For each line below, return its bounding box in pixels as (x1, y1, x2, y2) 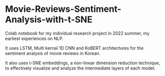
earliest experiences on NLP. (5, 36, 64, 41)
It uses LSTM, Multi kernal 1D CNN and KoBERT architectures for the (5, 45, 144, 51)
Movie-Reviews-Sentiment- (5, 3, 122, 15)
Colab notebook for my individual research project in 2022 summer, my (5, 30, 150, 36)
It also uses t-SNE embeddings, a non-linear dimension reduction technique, (5, 60, 161, 66)
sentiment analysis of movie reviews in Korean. (5, 50, 100, 56)
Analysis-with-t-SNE (5, 14, 93, 25)
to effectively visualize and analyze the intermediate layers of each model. (5, 65, 156, 71)
